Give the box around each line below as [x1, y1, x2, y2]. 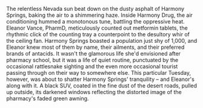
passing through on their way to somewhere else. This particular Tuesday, [6, 69, 191, 76]
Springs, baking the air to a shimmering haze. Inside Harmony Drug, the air [6, 11, 193, 19]
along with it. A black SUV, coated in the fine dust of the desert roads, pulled [6, 82, 198, 89]
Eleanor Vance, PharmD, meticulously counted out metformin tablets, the [6, 24, 188, 31]
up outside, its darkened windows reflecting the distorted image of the [6, 89, 182, 95]
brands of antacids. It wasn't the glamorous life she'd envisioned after [6, 50, 181, 57]
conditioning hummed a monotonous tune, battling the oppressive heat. [6, 18, 185, 25]
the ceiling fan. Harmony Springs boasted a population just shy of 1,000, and [6, 37, 198, 44]
